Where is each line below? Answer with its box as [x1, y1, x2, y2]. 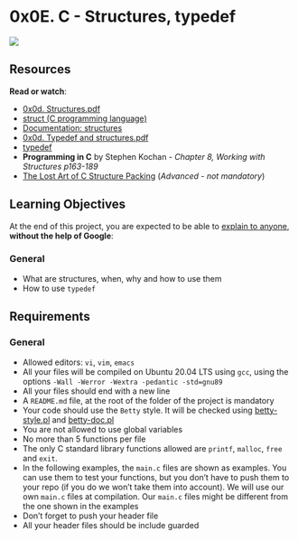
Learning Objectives [9, 197, 126, 212]
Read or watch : [9, 86, 68, 97]
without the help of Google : [9, 230, 115, 241]
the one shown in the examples [22, 500, 139, 511]
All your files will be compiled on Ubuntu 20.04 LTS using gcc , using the [22, 366, 289, 377]
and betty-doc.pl [51, 414, 115, 425]
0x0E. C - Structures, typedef [9, 6, 237, 27]
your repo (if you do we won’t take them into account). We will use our [22, 481, 284, 492]
